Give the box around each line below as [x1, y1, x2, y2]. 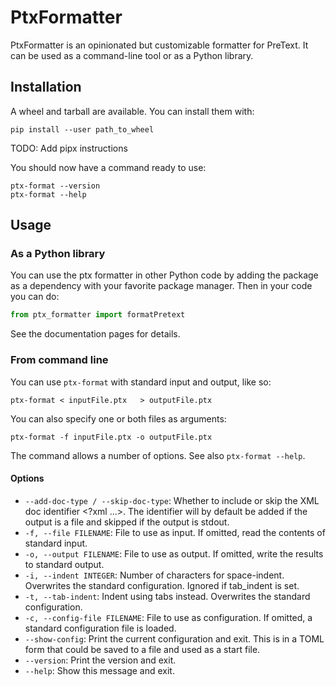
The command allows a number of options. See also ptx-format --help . [10, 449, 306, 461]
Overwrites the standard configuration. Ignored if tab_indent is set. [24, 579, 300, 591]
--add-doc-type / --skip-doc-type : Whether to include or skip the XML [24, 494, 320, 506]
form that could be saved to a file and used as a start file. [24, 643, 261, 655]
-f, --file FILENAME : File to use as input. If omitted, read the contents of [24, 526, 326, 538]
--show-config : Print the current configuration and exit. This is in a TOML [24, 632, 325, 645]
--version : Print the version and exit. [24, 654, 177, 666]
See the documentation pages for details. [10, 328, 181, 340]
